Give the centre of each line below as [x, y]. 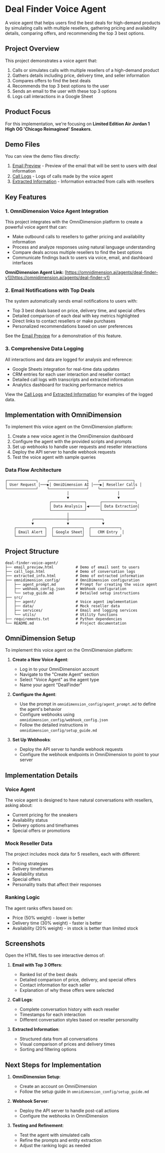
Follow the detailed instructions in [54, 725]
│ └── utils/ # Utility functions [62, 615]
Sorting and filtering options [48, 1049]
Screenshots [25, 944]
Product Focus [28, 112]
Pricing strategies [30, 864]
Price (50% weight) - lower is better [49, 917]
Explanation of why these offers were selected [67, 990]
